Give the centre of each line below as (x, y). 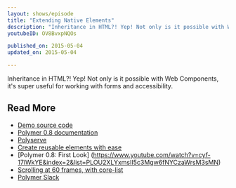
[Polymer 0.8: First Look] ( (55, 154)
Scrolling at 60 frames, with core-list (70, 170)
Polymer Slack (38, 177)
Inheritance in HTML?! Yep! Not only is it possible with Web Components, (113, 79)
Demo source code (45, 125)
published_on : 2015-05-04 (45, 46)
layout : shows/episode (40, 14)
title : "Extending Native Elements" (61, 20)
